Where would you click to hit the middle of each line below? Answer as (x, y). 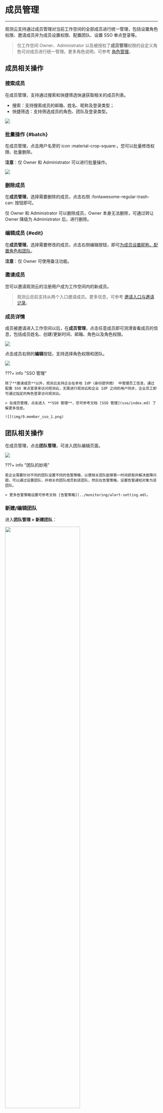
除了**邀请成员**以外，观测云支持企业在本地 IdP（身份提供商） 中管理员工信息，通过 (80, 383)
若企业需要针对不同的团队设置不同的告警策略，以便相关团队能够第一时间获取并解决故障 (79, 475)
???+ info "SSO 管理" (26, 373)
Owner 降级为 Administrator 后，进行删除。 (48, 219)
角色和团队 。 (22, 251)
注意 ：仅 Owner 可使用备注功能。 (38, 261)
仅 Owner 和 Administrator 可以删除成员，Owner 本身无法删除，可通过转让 (80, 213)
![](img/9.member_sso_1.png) (34, 417)
